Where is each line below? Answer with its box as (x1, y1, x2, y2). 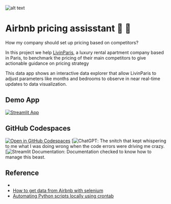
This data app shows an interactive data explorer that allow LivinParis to (5, 70, 157, 76)
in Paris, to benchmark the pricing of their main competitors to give (5, 55, 146, 61)
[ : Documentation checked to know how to (5, 148, 152, 155)
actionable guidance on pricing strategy (5, 60, 89, 66)
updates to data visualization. (5, 81, 67, 87)
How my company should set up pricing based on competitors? (5, 39, 139, 45)
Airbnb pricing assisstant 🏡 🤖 (5, 23, 131, 34)
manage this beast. (5, 154, 46, 160)
